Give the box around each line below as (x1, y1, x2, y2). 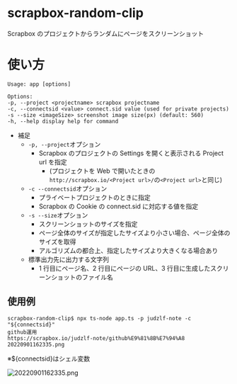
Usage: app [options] (7, 80, 71, 88)
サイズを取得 (38, 237, 76, 246)
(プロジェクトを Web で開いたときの (49, 166, 156, 175)
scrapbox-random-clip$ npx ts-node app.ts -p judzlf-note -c (7, 315, 192, 322)
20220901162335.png (7, 341, 65, 348)
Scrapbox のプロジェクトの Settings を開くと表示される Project (38, 149, 224, 157)
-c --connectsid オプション (28, 184, 108, 193)
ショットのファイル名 (50, 273, 113, 281)
